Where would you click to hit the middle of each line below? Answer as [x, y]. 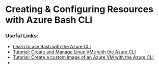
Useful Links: [22, 36]
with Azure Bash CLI [49, 20]
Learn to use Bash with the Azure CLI [52, 47]
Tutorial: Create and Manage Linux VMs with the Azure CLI [74, 52]
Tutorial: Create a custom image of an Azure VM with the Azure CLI [83, 57]
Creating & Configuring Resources [79, 9]
